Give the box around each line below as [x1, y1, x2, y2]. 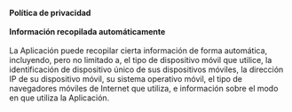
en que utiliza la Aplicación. [9, 92, 110, 103]
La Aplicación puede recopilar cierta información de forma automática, [9, 45, 268, 56]
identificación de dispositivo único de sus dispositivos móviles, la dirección [9, 64, 284, 75]
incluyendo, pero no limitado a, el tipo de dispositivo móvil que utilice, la [9, 55, 272, 65]
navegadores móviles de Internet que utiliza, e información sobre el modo [9, 84, 279, 93]
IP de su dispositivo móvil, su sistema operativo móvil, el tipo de [9, 74, 242, 84]
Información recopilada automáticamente [9, 27, 166, 36]
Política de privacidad [9, 8, 91, 18]
